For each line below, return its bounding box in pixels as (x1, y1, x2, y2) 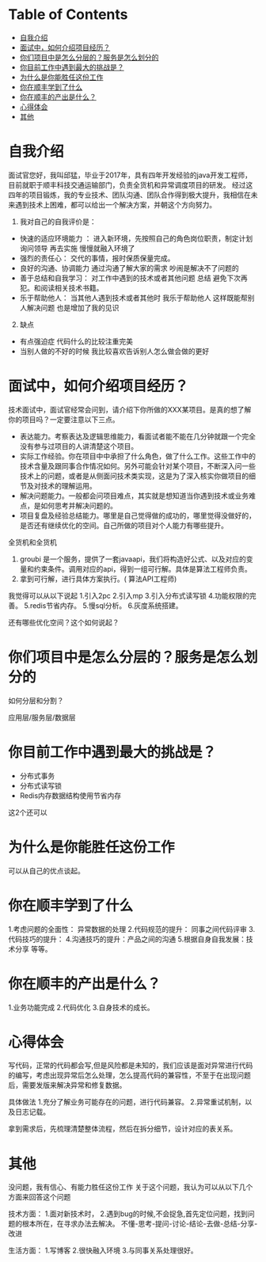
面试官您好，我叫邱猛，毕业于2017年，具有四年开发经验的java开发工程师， (8, 170, 252, 180)
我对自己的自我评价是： (19, 216, 97, 226)
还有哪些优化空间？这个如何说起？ (8, 618, 120, 627)
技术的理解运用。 (40, 481, 97, 490)
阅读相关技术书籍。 (40, 283, 104, 292)
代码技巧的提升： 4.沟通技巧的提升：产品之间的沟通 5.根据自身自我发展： (8, 934, 247, 944)
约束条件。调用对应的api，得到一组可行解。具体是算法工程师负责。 (33, 564, 252, 573)
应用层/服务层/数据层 (8, 713, 77, 722)
